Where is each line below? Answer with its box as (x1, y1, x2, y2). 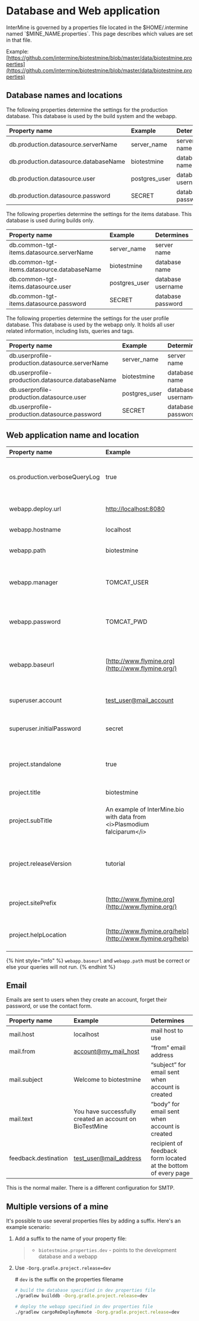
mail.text (9, 1115, 33, 1123)
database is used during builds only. (6, 217, 95, 224)
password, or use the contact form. (6, 1002, 92, 1010)
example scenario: (6, 1224, 52, 1231)
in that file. (6, 36, 32, 43)
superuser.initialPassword (9, 724, 81, 733)
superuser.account (9, 696, 62, 704)
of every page (150, 1169, 190, 1177)
